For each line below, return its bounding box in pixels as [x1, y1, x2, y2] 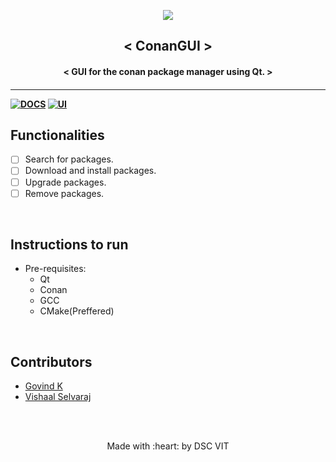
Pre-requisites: [24, 263, 87, 275]
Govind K [24, 380, 63, 392]
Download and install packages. [24, 165, 157, 177]
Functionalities [10, 126, 105, 144]
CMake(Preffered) [39, 305, 115, 317]
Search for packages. [24, 153, 114, 165]
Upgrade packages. [24, 176, 107, 188]
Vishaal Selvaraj [24, 391, 92, 403]
